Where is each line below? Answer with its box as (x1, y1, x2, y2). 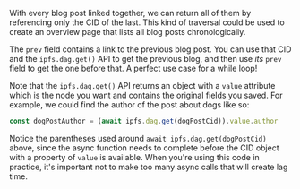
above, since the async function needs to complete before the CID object (9, 142, 279, 153)
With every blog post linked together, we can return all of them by (9, 8, 252, 18)
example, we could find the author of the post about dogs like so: (9, 99, 250, 110)
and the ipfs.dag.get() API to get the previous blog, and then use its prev (9, 54, 282, 64)
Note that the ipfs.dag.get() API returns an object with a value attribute (9, 81, 276, 90)
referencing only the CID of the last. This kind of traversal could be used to (9, 17, 285, 28)
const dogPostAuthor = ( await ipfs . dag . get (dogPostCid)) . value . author (9, 116, 279, 125)
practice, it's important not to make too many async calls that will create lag (9, 161, 288, 172)
